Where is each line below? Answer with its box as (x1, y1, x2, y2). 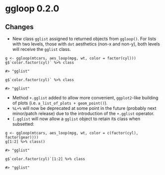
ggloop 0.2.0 (5, 3, 59, 14)
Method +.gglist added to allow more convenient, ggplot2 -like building (12, 95, 159, 100)
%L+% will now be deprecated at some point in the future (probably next (12, 105, 157, 111)
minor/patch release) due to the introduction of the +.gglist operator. (12, 111, 155, 116)
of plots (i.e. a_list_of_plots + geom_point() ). (12, 100, 108, 106)
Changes (5, 23, 34, 31)
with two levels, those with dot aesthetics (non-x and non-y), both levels (12, 41, 160, 47)
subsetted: (12, 121, 35, 127)
